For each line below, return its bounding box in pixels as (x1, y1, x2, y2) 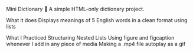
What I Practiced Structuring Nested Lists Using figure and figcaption (6, 34, 175, 41)
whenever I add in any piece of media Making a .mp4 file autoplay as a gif (6, 41, 186, 47)
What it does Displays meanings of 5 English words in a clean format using (6, 17, 188, 23)
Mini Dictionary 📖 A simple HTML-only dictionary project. (6, 6, 145, 12)
